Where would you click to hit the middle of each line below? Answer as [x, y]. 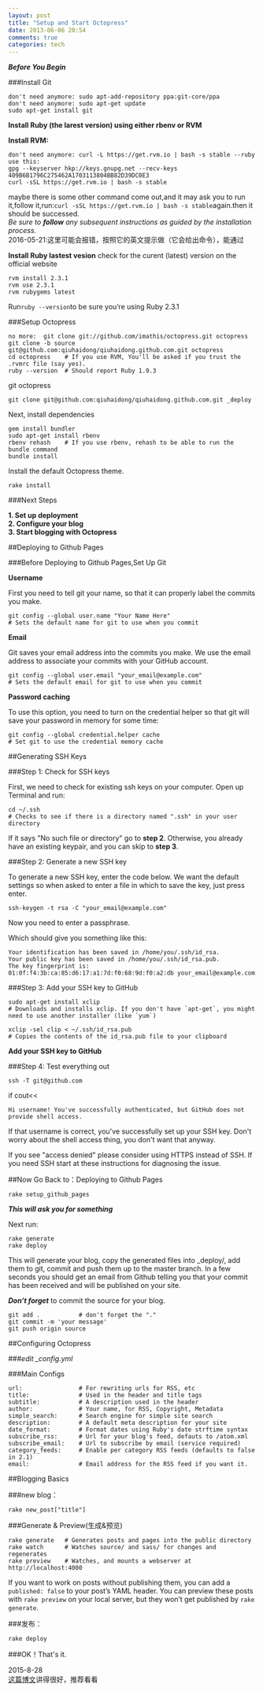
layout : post [30, 15]
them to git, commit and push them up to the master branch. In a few [119, 1269]
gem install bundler [42, 429]
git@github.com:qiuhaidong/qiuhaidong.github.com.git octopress [116, 350]
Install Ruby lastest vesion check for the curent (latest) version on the [122, 256]
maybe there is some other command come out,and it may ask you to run [127, 197]
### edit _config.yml [41, 1359]
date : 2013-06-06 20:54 [47, 30]
